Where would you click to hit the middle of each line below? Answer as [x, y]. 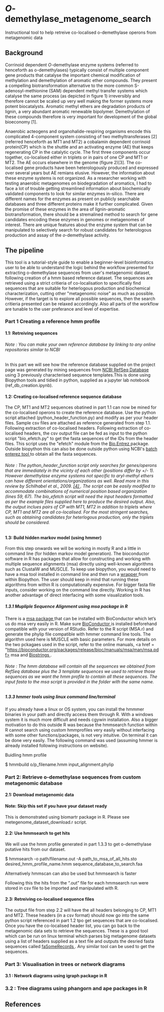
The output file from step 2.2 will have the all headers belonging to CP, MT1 [81, 910]
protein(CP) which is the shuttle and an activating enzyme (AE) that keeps [79, 147]
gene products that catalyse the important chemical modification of [73, 75]
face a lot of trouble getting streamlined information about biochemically [78, 188]
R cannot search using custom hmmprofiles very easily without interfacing [80, 730]
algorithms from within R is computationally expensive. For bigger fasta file [80, 585]
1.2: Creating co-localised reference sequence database [63, 397]
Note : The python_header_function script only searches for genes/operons [81, 465]
